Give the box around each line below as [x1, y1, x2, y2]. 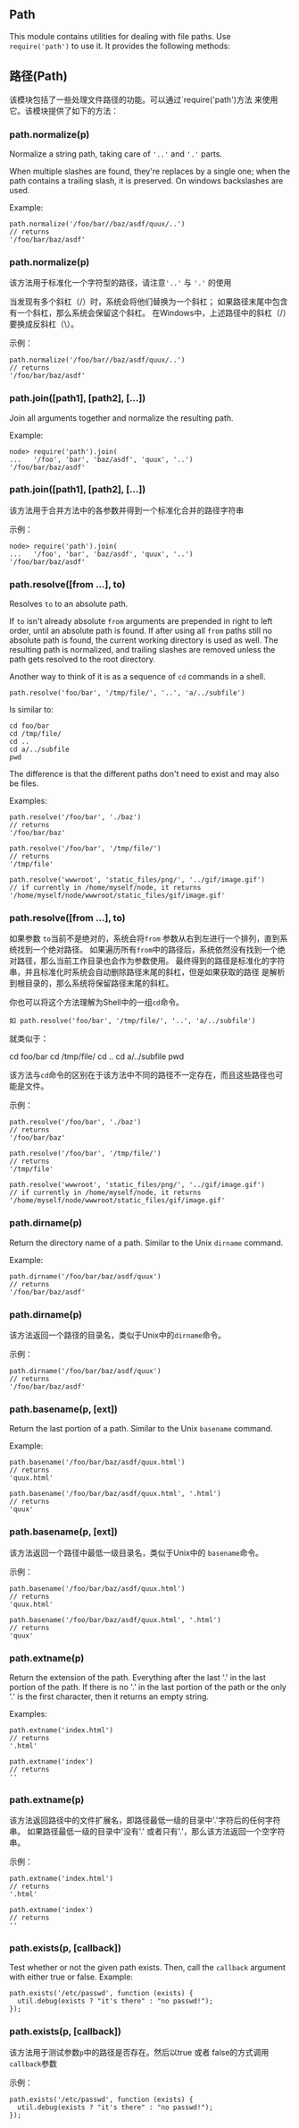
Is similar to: [9, 705, 54, 715]
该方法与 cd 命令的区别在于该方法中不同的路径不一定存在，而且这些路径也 [9, 1070, 276, 1081]
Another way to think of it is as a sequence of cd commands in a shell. [9, 671, 266, 682]
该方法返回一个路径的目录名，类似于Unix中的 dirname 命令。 [9, 1329, 226, 1340]
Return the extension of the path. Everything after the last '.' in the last [9, 1671, 266, 1682]
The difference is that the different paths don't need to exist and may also [9, 769, 279, 780]
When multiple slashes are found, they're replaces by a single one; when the [9, 166, 291, 176]
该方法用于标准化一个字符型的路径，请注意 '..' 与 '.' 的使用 [9, 278, 232, 288]
